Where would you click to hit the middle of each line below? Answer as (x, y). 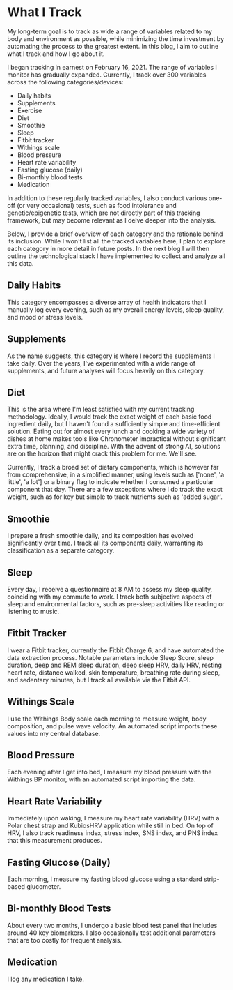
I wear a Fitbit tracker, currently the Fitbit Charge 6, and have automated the (116, 650)
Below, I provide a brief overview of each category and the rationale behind (115, 234)
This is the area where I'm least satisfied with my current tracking (101, 410)
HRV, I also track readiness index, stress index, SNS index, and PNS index (112, 833)
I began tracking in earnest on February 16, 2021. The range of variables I (112, 67)
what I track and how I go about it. (56, 54)
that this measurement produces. (55, 841)
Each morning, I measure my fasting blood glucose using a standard (105, 879)
